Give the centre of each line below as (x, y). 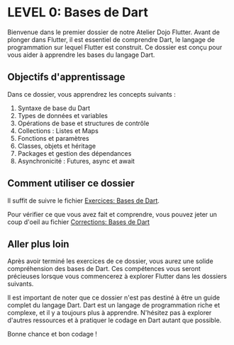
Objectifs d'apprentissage (66, 77)
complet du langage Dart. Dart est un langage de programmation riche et (114, 305)
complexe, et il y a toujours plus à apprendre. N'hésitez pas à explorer (110, 313)
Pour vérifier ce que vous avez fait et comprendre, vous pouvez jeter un (112, 214)
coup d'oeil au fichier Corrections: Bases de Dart (79, 222)
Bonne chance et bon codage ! (52, 334)
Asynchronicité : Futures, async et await (76, 161)
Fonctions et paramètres (54, 138)
